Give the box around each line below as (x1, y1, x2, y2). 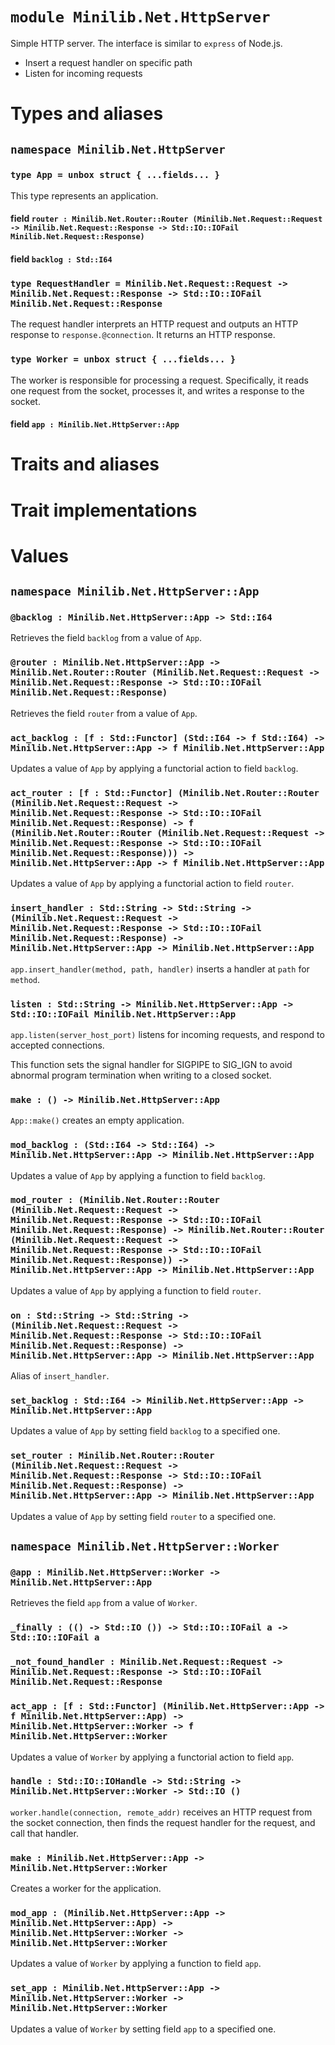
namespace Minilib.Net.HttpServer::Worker (10, 1539, 280, 1554)
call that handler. (10, 1827, 79, 1839)
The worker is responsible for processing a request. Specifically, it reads (10, 374, 309, 386)
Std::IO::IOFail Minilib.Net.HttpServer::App (10, 1008, 237, 1020)
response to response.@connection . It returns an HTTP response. (10, 329, 276, 341)
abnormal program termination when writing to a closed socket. (10, 1069, 272, 1081)
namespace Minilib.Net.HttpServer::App (10, 584, 260, 599)
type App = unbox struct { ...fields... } (10, 169, 220, 181)
